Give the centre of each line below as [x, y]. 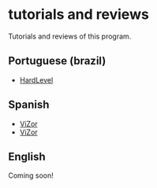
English [27, 156]
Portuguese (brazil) [57, 61]
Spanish [29, 105]
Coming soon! [31, 175]
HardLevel [36, 79]
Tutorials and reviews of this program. [70, 36]
